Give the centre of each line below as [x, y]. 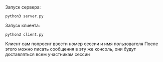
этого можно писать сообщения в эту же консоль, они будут [71, 49]
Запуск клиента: [23, 25]
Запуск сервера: [23, 7]
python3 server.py [24, 16]
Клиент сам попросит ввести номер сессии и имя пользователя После [82, 44]
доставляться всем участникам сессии [48, 54]
